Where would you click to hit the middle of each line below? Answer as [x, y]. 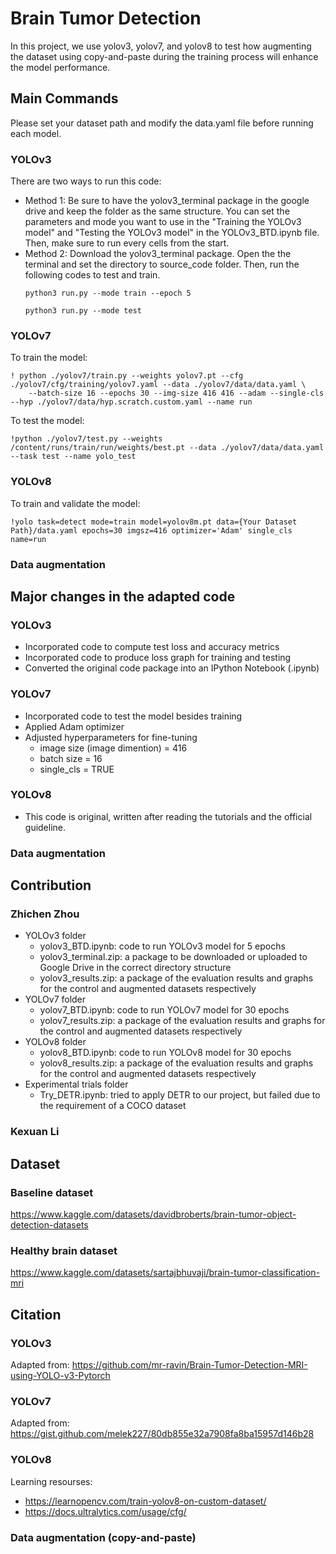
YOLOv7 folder [55, 999]
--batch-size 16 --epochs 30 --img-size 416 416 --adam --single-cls [176, 393]
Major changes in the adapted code [123, 596]
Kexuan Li [35, 1132]
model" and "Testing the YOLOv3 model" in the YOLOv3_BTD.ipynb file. [172, 233]
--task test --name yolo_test [73, 457]
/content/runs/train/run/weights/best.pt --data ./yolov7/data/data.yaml [167, 448]
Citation [36, 1314]
